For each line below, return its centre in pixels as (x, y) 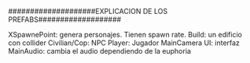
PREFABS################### (65, 19)
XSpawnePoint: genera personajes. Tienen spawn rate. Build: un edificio (125, 35)
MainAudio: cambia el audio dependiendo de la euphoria (99, 51)
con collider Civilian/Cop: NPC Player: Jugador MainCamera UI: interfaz (124, 43)
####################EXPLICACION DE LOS (88, 11)
